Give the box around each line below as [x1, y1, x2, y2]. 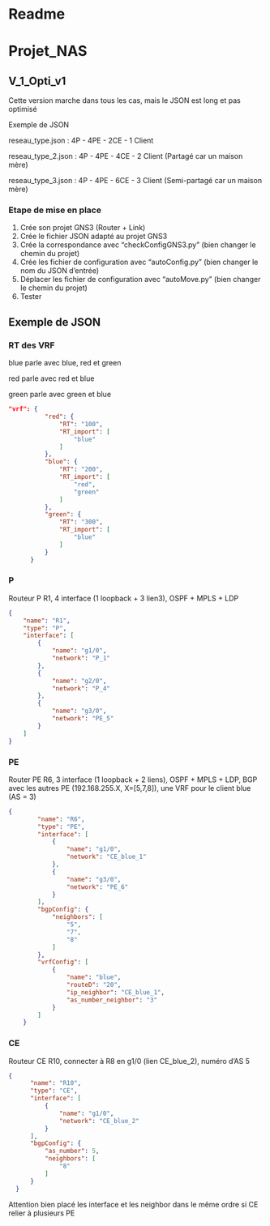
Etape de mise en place [8, 204, 101, 216]
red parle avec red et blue [8, 374, 95, 383]
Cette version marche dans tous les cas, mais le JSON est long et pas [8, 96, 241, 105]
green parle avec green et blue [8, 390, 112, 399]
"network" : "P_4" [51, 684, 111, 693]
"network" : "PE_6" [66, 882, 129, 891]
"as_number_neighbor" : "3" [66, 996, 158, 1004]
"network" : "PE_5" [51, 715, 114, 723]
